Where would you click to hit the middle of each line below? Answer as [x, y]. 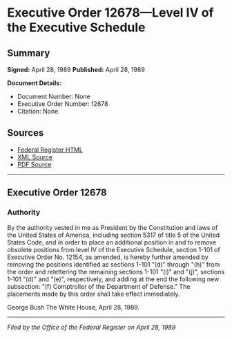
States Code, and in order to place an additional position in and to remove [112, 242]
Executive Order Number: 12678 [62, 104]
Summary [29, 53]
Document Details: [35, 83]
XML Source [35, 157]
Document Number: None [54, 96]
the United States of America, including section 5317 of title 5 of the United [114, 235]
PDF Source [34, 164]
